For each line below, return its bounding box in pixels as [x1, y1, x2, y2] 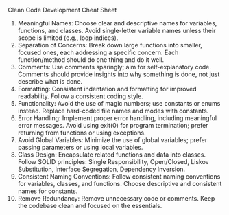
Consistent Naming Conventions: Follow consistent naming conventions [17, 172, 221, 181]
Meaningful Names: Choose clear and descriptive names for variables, [17, 19, 217, 27]
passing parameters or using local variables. [17, 144, 143, 151]
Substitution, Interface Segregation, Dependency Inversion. [17, 165, 186, 173]
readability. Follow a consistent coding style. [17, 92, 143, 100]
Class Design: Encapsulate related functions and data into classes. [17, 150, 206, 159]
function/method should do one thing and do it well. [17, 56, 164, 64]
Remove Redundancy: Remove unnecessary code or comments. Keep [17, 194, 215, 202]
